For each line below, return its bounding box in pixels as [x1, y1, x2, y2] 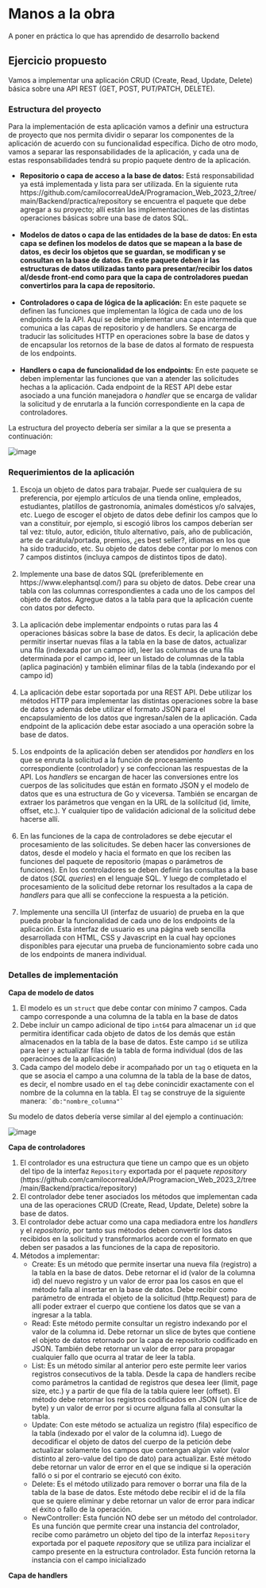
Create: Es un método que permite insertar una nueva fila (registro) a [31, 1259, 257, 1269]
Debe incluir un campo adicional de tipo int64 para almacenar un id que [19, 1020, 256, 1029]
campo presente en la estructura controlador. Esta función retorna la [31, 1547, 256, 1556]
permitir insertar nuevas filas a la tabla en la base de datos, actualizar [19, 637, 248, 647]
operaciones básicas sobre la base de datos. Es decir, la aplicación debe [19, 629, 258, 638]
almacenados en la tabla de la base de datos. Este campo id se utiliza [19, 1037, 249, 1046]
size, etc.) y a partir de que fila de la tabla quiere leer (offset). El [31, 1386, 241, 1395]
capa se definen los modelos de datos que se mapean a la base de [19, 239, 243, 248]
